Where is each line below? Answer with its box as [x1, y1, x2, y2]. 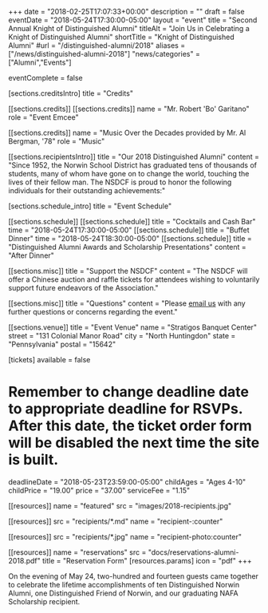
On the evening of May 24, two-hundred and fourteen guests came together [8, 571, 259, 581]
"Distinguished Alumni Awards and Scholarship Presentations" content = [8, 243, 247, 251]
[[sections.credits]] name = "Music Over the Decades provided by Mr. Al [8, 128, 246, 137]
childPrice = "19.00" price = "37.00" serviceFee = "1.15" [8, 485, 191, 495]
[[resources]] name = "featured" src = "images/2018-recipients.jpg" [8, 500, 232, 510]
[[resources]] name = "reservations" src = [8, 547, 147, 557]
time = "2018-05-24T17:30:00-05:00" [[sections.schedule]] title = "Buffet [8, 225, 250, 235]
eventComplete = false [8, 73, 84, 82]
